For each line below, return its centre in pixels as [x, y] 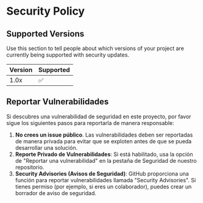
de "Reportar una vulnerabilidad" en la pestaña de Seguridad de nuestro [106, 160]
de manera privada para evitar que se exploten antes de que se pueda [103, 141]
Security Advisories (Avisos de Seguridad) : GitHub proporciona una [102, 173]
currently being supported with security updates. [68, 55]
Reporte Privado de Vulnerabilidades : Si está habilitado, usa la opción [104, 154]
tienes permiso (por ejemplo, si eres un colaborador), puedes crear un [103, 187]
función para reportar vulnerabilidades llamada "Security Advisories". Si [105, 180]
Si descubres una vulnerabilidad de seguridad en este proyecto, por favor [99, 116]
